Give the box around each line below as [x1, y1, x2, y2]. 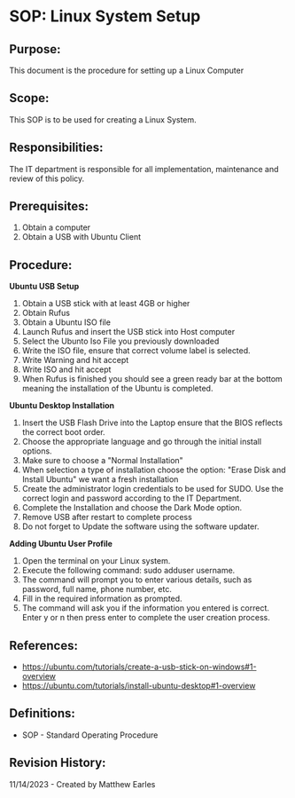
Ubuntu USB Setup [9, 281, 80, 292]
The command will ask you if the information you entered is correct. [21, 603, 270, 613]
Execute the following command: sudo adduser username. [21, 565, 236, 576]
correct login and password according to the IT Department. [21, 493, 242, 503]
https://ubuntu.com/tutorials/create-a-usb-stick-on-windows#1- [21, 661, 257, 672]
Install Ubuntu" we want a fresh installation [21, 474, 179, 485]
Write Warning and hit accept [21, 355, 129, 366]
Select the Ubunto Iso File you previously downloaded [21, 336, 220, 347]
